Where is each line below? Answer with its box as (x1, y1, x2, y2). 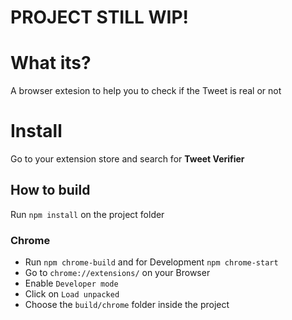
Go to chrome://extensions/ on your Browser (24, 267, 211, 279)
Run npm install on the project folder (10, 208, 165, 220)
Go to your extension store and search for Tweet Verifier (10, 153, 245, 165)
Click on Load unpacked (24, 288, 120, 300)
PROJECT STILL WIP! (10, 6, 190, 29)
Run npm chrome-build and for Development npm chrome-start (24, 256, 279, 268)
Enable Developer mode (24, 277, 119, 290)
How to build (10, 182, 91, 199)
